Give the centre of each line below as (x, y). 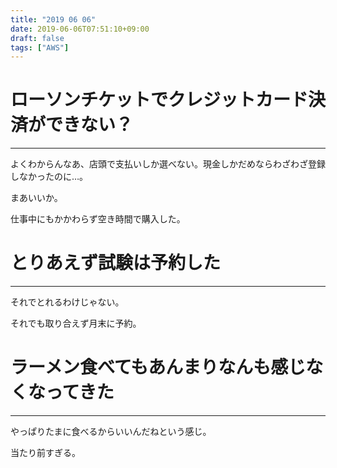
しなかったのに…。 (49, 177)
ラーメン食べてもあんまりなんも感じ (158, 367)
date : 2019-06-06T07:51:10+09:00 (80, 29)
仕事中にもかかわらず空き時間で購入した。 (98, 219)
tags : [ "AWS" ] (40, 47)
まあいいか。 (36, 198)
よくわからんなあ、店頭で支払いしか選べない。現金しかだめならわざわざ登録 (168, 164)
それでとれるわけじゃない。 (67, 302)
